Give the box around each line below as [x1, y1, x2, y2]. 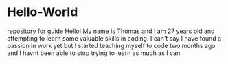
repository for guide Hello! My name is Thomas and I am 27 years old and [7, 27, 215, 35]
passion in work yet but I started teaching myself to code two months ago [7, 41, 216, 50]
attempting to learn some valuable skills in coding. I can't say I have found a [7, 34, 222, 42]
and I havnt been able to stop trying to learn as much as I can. [7, 49, 182, 57]
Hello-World [7, 4, 78, 20]
